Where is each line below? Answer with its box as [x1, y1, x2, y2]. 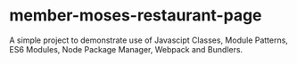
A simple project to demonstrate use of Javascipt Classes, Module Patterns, [9, 35, 288, 45]
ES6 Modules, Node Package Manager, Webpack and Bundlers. [9, 44, 243, 54]
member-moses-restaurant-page [9, 5, 262, 26]
